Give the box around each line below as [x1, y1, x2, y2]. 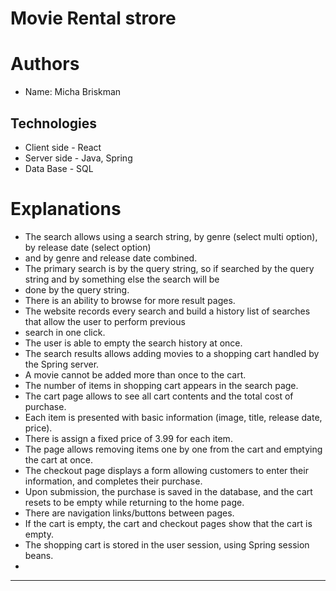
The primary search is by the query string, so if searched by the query [24, 262, 315, 274]
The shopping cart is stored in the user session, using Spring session [24, 538, 310, 551]
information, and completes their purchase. [24, 475, 203, 487]
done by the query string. [24, 283, 130, 296]
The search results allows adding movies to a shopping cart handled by [24, 347, 320, 359]
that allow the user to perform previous [24, 315, 186, 327]
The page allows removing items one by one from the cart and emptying [24, 443, 323, 455]
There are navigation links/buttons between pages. [24, 507, 235, 519]
